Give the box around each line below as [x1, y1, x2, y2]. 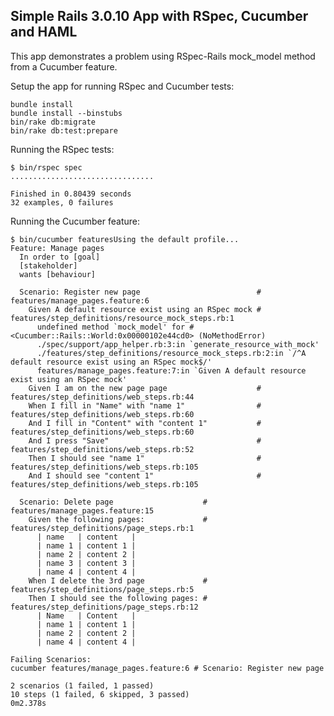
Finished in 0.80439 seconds [10, 189, 132, 199]
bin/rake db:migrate [10, 117, 97, 127]
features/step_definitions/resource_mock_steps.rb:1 [10, 313, 235, 323]
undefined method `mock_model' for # [36, 322, 195, 332]
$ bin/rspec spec [10, 162, 83, 173]
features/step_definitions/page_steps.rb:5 [10, 584, 195, 594]
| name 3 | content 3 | [36, 558, 137, 568]
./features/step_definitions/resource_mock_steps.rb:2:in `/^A [36, 348, 307, 358]
